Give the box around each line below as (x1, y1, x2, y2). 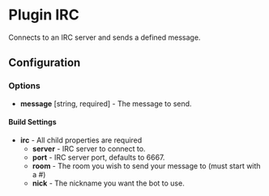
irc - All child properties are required (19, 135, 143, 145)
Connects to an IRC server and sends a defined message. (8, 32, 201, 42)
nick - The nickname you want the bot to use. (32, 178, 185, 188)
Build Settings (8, 117, 57, 127)
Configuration (8, 56, 81, 70)
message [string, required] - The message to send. (19, 99, 192, 109)
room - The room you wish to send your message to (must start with (32, 160, 261, 171)
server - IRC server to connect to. (32, 143, 146, 153)
